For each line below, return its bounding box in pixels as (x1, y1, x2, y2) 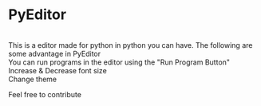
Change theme (8, 74, 57, 84)
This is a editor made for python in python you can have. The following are (8, 40, 253, 49)
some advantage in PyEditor (8, 49, 101, 58)
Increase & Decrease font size (8, 65, 108, 75)
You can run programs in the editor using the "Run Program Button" (8, 57, 230, 67)
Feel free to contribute (8, 89, 82, 99)
